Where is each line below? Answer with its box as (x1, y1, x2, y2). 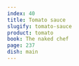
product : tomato (7, 29, 54, 36)
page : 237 (7, 42, 36, 49)
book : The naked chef (7, 36, 69, 43)
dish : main (7, 49, 38, 56)
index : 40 (7, 10, 36, 17)
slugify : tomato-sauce (7, 23, 72, 30)
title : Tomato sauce (7, 16, 67, 23)
